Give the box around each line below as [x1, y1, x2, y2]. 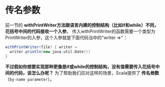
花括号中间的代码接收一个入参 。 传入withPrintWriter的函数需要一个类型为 [5, 28, 156, 34]
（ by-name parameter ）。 [5, 76, 54, 82]
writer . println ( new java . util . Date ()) [9, 49, 91, 54]
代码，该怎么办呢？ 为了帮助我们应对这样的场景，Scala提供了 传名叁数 [13, 69, 159, 75]
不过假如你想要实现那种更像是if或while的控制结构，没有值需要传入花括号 [5, 63, 155, 69]
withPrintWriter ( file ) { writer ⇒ [5, 44, 77, 49]
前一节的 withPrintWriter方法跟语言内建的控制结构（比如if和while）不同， [5, 22, 159, 28]
